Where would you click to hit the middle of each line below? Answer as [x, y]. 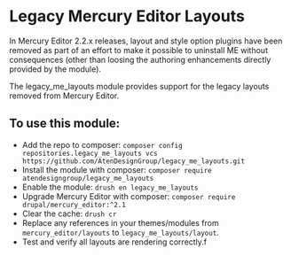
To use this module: [65, 124]
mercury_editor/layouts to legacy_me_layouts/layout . [120, 232]
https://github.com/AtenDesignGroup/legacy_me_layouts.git [134, 161]
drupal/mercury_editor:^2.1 [74, 205]
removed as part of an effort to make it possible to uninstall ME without [139, 50]
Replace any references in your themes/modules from [120, 222]
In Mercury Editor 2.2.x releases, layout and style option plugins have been [146, 41]
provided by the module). [55, 69]
